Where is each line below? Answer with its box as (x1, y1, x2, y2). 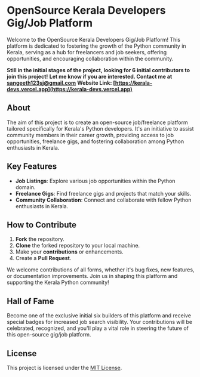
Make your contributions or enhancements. (15, 248, 124, 255)
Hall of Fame (7, 296, 54, 306)
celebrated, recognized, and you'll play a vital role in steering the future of (7, 325, 189, 332)
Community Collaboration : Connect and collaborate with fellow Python (15, 196, 192, 203)
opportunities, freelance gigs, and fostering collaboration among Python (7, 138, 184, 145)
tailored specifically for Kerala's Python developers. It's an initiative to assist (7, 125, 194, 132)
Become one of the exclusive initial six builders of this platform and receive (7, 312, 192, 319)
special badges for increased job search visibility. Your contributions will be (7, 319, 193, 326)
